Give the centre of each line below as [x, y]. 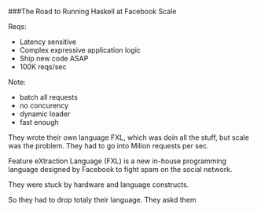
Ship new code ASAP [54, 58]
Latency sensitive [48, 42]
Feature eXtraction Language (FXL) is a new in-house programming [117, 161]
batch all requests [49, 97]
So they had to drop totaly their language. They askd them [102, 200]
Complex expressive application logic [80, 50]
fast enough [39, 122]
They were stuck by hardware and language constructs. [99, 185]
